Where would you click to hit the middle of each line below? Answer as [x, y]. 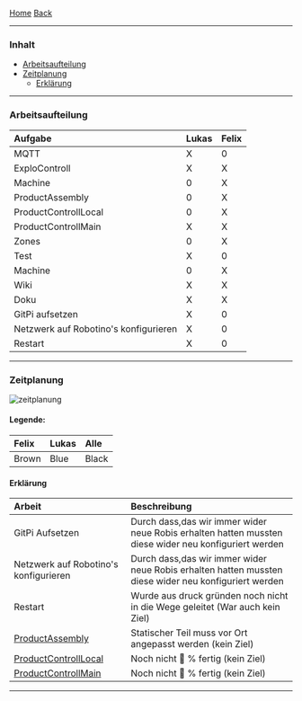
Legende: [27, 420]
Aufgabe [33, 138]
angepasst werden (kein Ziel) [192, 644]
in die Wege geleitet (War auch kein [205, 608]
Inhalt [22, 44]
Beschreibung [161, 507]
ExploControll [42, 168]
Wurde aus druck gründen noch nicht [209, 596]
